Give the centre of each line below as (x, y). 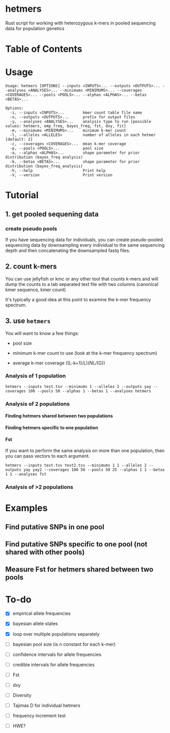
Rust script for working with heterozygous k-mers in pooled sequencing (81, 23)
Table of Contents (44, 49)
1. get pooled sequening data (52, 214)
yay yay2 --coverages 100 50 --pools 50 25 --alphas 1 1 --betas (94, 470)
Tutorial (22, 195)
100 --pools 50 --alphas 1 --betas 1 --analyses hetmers (90, 391)
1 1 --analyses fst (26, 475)
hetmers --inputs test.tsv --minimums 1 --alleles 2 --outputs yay (78, 386)
